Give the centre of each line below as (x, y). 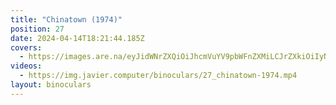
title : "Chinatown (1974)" (66, 19)
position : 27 (37, 29)
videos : (26, 66)
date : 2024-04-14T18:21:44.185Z (77, 38)
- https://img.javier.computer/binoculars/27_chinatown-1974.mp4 (158, 76)
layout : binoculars (51, 85)
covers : (26, 47)
